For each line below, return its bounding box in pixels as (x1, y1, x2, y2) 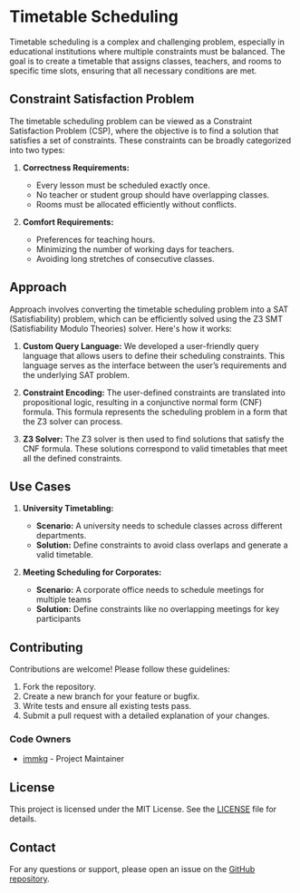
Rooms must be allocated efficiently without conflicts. (35, 199, 237, 209)
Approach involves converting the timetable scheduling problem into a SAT (9, 304, 289, 315)
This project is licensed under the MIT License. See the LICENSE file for (9, 804, 277, 815)
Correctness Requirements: (22, 161, 130, 173)
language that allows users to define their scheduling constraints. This (22, 350, 285, 361)
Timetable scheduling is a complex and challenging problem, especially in (9, 36, 285, 47)
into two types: (9, 144, 65, 155)
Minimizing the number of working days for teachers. (35, 243, 235, 255)
